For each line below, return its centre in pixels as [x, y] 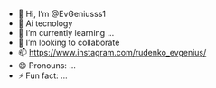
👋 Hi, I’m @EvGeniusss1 [62, 14]
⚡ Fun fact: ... [42, 75]
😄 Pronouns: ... [47, 66]
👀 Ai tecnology [45, 23]
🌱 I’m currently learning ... [66, 33]
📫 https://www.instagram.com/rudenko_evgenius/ [112, 53]
